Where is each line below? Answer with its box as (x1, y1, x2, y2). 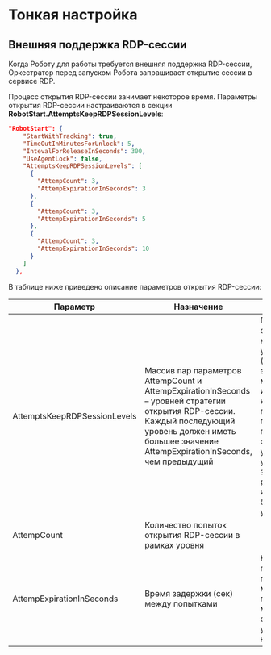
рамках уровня (144, 539, 204, 550)
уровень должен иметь (144, 425, 236, 436)
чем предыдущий (144, 456, 214, 467)
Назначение (173, 301, 223, 312)
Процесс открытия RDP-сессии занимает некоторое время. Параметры (8, 92, 258, 102)
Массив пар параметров (144, 365, 242, 376)
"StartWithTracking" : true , (23, 131, 117, 140)
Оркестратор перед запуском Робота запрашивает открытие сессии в (8, 68, 252, 77)
